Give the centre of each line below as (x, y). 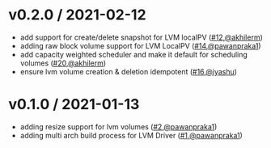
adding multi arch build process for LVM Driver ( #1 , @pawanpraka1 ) (131, 135)
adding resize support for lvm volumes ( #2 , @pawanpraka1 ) (119, 126)
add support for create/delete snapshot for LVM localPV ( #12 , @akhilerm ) (141, 37)
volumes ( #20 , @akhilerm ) (63, 63)
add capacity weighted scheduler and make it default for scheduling (134, 54)
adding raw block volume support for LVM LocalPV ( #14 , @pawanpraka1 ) (140, 45)
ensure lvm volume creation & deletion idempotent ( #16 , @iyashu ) (128, 71)
